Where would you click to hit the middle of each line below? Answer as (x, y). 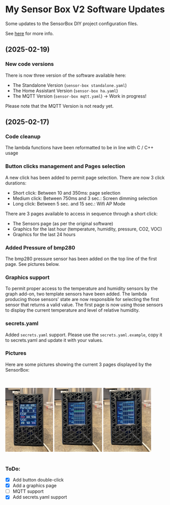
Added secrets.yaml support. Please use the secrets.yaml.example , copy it (84, 335)
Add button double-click (38, 480)
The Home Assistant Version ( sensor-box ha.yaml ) (65, 90)
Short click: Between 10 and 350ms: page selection (66, 193)
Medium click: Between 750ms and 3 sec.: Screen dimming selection (85, 198)
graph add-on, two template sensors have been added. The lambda (76, 294)
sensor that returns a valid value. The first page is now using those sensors (84, 305)
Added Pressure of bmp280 (40, 247)
